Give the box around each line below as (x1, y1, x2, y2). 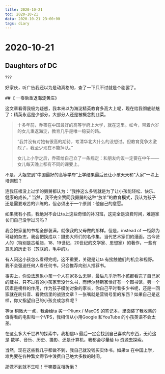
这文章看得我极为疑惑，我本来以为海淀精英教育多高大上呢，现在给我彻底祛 (5, 106, 156, 111)
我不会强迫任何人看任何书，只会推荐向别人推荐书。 (5, 263, 109, 268)
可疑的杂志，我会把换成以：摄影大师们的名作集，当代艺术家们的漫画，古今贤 (5, 234, 160, 240)
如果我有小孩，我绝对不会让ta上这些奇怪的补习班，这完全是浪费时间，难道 (5, 211, 156, 217)
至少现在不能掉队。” (34, 145, 73, 151)
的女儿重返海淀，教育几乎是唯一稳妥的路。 (17, 128, 104, 134)
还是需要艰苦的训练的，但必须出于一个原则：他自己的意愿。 (5, 201, 126, 207)
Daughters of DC (5, 61, 57, 70)
